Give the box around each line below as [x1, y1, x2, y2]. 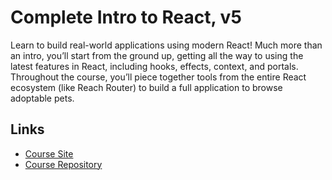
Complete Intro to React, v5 [10, 6, 242, 29]
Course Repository [24, 158, 103, 170]
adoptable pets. [10, 92, 75, 104]
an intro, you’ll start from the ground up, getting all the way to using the [10, 49, 304, 61]
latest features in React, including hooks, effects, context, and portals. [10, 60, 299, 72]
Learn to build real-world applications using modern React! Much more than [10, 39, 323, 51]
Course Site [24, 147, 74, 160]
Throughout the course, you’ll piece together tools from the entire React [10, 71, 307, 83]
